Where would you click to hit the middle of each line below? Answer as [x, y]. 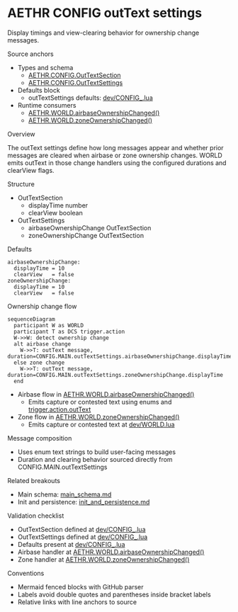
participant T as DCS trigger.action [69, 331]
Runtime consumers [47, 105]
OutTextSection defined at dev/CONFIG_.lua [82, 529]
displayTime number [58, 205]
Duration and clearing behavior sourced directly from [95, 459]
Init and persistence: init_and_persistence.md [84, 501]
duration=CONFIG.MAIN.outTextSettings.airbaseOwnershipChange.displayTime [120, 356]
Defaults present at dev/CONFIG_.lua [71, 544]
